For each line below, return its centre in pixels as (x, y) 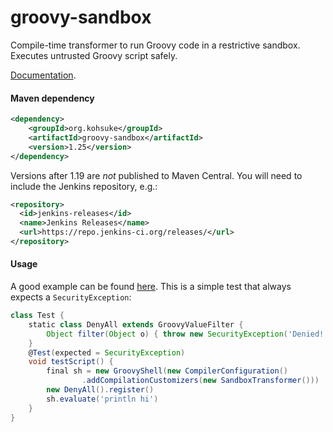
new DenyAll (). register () (100, 390)
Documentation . (43, 75)
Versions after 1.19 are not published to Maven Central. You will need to (156, 175)
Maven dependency (52, 98)
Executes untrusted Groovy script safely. (94, 55)
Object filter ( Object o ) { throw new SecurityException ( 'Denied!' (187, 334)
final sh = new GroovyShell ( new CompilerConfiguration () (167, 371)
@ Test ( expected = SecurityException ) (107, 352)
